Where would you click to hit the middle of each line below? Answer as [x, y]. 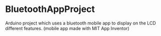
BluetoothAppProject [50, 9]
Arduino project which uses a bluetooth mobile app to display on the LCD [81, 23]
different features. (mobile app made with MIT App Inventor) [67, 28]
